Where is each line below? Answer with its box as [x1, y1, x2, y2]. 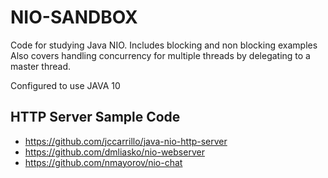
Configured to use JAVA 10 [10, 79, 121, 91]
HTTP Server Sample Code [10, 109, 181, 126]
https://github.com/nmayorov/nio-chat [24, 156, 183, 168]
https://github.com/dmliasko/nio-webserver [24, 146, 205, 158]
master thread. [10, 60, 71, 72]
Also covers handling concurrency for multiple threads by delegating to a [10, 49, 311, 61]
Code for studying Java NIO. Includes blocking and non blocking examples [10, 39, 318, 51]
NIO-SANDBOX [10, 6, 138, 29]
